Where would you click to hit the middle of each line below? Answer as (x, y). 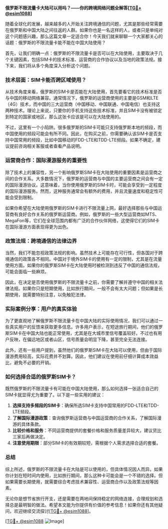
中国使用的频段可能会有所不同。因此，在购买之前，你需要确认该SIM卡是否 (81, 134)
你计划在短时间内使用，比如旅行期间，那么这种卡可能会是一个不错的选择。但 (84, 475)
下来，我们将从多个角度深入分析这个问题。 (49, 66)
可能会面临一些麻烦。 (27, 271)
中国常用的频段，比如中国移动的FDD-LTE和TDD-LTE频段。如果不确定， (83, 140)
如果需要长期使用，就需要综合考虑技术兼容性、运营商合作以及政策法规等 (79, 481)
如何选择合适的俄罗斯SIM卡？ (41, 377)
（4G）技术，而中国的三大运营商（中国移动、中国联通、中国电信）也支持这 (83, 104)
